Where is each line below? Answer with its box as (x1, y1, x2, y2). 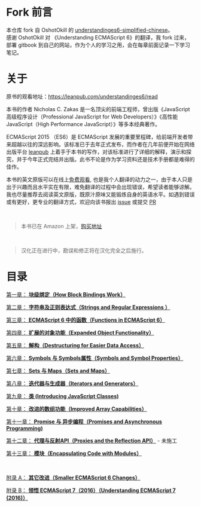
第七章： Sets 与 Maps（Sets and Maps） (6, 367, 111, 374)
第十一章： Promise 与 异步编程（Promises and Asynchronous (6, 418, 163, 425)
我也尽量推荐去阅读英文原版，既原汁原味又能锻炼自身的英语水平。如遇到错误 (6, 191, 195, 198)
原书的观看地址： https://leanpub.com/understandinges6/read (6, 93, 159, 100)
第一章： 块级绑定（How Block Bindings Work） (6, 291, 126, 298)
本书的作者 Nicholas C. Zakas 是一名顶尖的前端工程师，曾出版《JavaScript (6, 105, 190, 112)
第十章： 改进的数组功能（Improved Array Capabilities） (6, 405, 148, 413)
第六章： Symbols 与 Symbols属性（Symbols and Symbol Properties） (6, 354, 184, 362)
